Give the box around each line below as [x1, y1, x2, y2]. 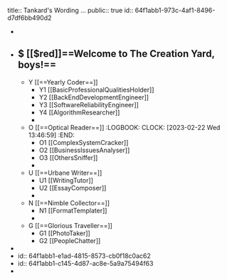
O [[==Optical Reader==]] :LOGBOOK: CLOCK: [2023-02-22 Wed [28, 123, 221, 131]
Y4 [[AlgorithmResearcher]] [38, 108, 120, 117]
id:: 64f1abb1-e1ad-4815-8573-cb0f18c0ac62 [17, 252, 152, 260]
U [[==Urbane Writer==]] [28, 168, 102, 177]
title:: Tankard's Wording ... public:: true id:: [7, 6, 134, 14]
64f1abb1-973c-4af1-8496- [134, 6, 216, 14]
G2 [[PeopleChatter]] [38, 236, 101, 244]
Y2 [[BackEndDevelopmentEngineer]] [38, 92, 149, 102]
